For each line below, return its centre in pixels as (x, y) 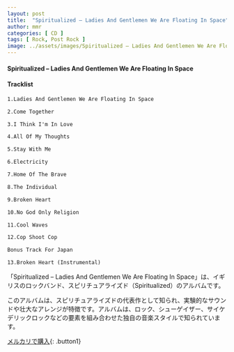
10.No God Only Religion (43, 212)
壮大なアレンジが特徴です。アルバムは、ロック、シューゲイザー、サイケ (122, 309)
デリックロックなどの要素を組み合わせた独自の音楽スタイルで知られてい (111, 318)
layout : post (26, 14)
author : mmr (24, 26)
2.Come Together (31, 112)
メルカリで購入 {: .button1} (44, 342)
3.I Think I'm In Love (40, 124)
